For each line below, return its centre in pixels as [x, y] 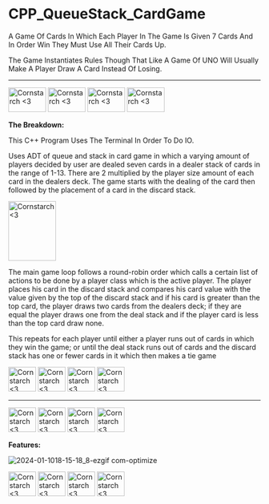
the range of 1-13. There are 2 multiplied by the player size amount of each [131, 172]
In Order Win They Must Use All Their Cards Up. [87, 44]
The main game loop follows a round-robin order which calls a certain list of [133, 272]
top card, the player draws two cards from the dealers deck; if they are [125, 306]
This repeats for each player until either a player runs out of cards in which [131, 338]
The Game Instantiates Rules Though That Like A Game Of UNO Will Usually [133, 60]
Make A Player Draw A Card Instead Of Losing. [85, 68]
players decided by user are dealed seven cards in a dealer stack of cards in [134, 164]
